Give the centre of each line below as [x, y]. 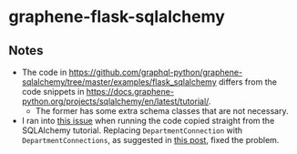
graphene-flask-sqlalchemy [117, 17]
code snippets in [53, 92]
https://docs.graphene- [130, 92]
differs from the [247, 82]
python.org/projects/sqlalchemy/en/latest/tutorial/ [115, 101]
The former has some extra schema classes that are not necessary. [162, 111]
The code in [44, 72]
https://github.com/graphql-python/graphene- [156, 72]
